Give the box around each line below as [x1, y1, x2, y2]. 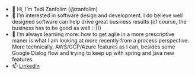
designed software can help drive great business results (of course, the [11, 18, 187, 25]
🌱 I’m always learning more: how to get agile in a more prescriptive [11, 31, 175, 38]
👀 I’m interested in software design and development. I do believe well [11, 12, 183, 19]
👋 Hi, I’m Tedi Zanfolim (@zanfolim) [11, 6, 98, 12]
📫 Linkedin [11, 63, 40, 69]
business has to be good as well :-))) [11, 24, 102, 31]
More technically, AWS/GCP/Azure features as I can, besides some [11, 43, 175, 50]
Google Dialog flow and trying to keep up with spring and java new [11, 50, 175, 56]
